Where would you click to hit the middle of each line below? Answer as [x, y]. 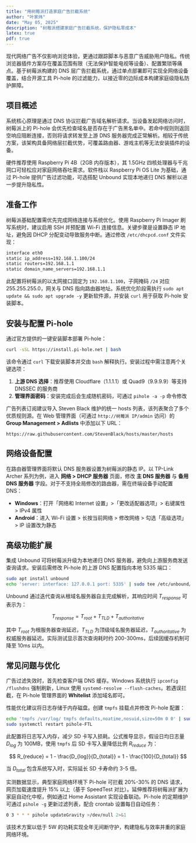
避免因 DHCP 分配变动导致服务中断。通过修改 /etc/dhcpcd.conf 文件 [98, 234]
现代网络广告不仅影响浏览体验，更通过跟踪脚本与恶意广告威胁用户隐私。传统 [98, 56]
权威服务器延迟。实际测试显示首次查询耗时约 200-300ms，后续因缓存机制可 [98, 638]
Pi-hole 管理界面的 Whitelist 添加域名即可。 [75, 695]
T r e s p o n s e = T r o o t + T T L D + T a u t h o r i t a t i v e [98, 617]
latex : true [20, 33]
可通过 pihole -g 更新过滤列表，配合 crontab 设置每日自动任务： [84, 804]
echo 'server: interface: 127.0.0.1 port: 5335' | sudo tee [81, 584]
